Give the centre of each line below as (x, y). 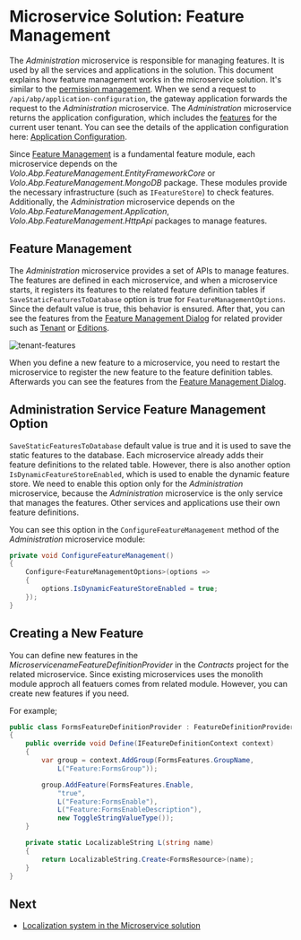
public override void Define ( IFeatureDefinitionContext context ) (150, 744)
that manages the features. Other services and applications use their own (145, 502)
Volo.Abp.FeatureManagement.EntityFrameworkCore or (112, 173)
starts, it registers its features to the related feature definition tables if (138, 290)
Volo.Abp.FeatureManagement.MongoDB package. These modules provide (148, 182)
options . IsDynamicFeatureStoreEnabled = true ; (130, 589)
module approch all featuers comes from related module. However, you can (149, 683)
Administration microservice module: (77, 539)
